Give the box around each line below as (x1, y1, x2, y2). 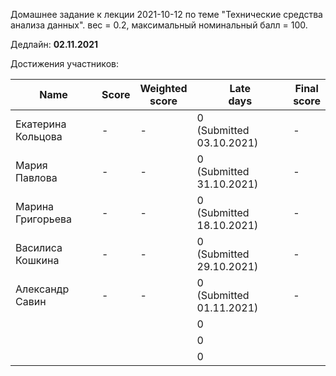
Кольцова (15, 130, 63, 143)
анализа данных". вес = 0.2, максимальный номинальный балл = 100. (10, 19, 308, 31)
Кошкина (15, 254, 60, 267)
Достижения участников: (10, 58, 119, 69)
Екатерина (15, 117, 67, 131)
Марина (15, 200, 55, 213)
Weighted (139, 82, 188, 95)
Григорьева (15, 212, 72, 226)
